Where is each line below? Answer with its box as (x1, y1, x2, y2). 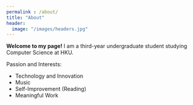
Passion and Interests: (6, 61, 62, 68)
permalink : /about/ (6, 8, 59, 15)
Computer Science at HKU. (6, 49, 74, 56)
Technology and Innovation (15, 72, 84, 80)
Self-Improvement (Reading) (15, 86, 87, 93)
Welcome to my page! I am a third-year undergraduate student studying (6, 42, 188, 50)
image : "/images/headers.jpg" (12, 25, 88, 32)
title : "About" (6, 15, 45, 21)
